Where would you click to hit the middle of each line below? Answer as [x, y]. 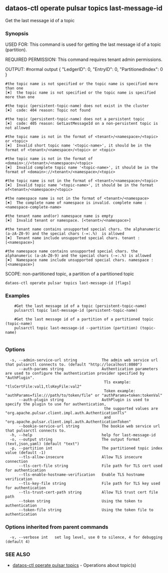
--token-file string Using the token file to [86, 510]
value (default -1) [26, 453]
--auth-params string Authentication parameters [88, 369]
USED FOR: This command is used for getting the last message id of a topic [83, 44]
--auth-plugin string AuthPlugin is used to [84, 400]
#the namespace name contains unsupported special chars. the [71, 251]
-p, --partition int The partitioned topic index [86, 448]
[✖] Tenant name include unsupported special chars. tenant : [73, 238]
